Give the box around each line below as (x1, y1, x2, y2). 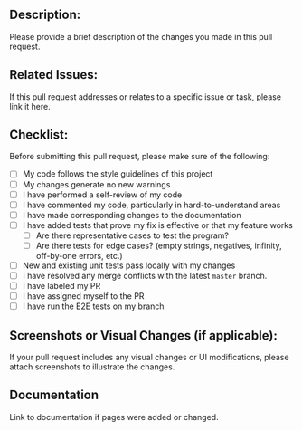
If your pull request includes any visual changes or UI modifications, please (9, 352, 289, 363)
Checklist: (9, 127, 69, 143)
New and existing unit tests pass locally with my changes (22, 260, 236, 271)
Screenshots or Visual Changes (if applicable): (9, 328, 278, 343)
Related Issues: (9, 67, 98, 82)
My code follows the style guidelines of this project (22, 168, 213, 179)
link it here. (9, 101, 52, 111)
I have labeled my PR (22, 281, 101, 292)
